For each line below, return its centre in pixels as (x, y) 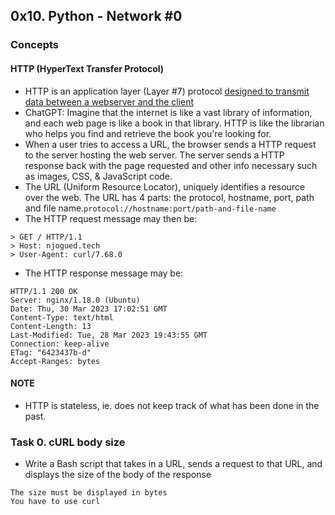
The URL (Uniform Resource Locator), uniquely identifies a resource (165, 186)
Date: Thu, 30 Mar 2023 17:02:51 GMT (89, 309)
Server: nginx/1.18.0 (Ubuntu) (75, 300)
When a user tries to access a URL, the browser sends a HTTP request (170, 144)
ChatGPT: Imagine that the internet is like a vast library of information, (168, 112)
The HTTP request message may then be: (111, 218)
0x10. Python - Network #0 (96, 16)
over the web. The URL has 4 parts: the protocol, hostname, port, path (169, 197)
